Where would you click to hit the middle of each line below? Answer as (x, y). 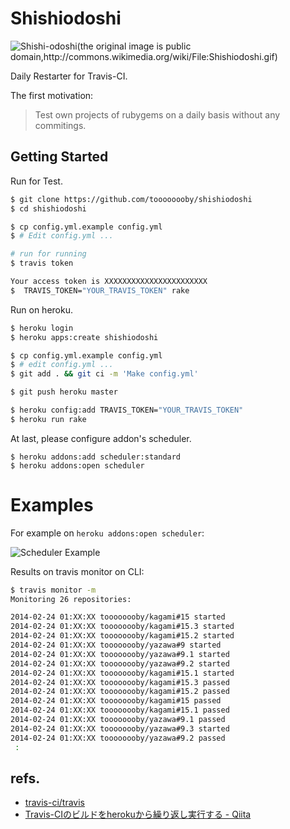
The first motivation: (52, 95)
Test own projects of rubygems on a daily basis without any (157, 114)
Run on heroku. (41, 309)
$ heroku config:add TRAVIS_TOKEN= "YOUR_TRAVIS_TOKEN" (127, 410)
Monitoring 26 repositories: (71, 599)
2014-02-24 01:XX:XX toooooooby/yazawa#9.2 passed (118, 738)
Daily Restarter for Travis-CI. (69, 76)
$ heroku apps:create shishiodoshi (84, 337)
